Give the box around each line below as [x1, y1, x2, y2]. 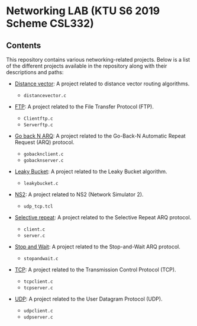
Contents [6, 40, 41, 50]
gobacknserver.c [23, 158, 64, 164]
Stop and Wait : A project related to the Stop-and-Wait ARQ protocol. [14, 243, 180, 250]
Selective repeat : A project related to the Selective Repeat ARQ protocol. [14, 214, 192, 220]
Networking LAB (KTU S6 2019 [6, 4, 160, 18]
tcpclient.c [23, 279, 53, 285]
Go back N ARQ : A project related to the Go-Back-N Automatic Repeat [14, 132, 186, 139]
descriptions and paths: [6, 69, 64, 75]
